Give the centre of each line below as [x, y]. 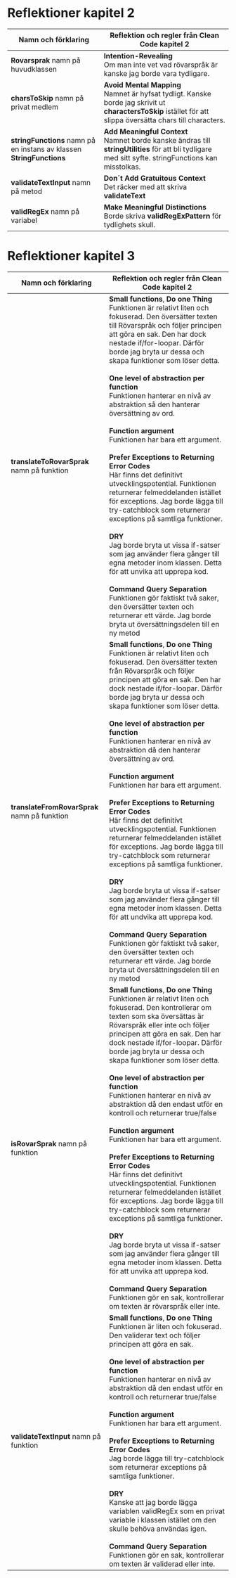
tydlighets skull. [130, 224]
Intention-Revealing [138, 56]
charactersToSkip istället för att [156, 111]
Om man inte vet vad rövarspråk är [160, 65]
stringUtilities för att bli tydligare [158, 149]
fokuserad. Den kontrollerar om [160, 1007]
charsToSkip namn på [47, 98]
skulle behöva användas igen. [158, 1529]
